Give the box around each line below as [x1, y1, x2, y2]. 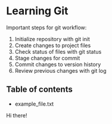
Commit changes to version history [14, 61, 101, 68]
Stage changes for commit [14, 54, 80, 61]
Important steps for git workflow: [6, 24, 87, 31]
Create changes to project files [14, 42, 91, 49]
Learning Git [6, 4, 69, 18]
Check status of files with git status [14, 48, 102, 55]
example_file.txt [14, 100, 54, 107]
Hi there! [6, 111, 27, 119]
